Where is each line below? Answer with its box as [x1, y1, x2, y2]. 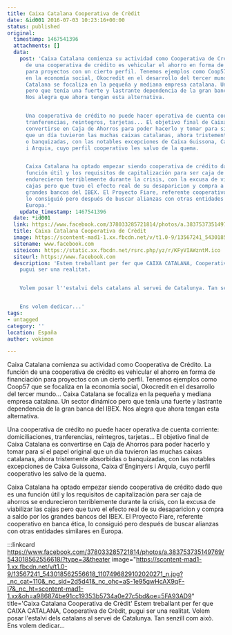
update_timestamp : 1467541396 [19, 208, 107, 215]
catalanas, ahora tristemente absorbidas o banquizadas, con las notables [7, 455, 215, 463]
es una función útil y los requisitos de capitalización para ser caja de [7, 490, 202, 499]
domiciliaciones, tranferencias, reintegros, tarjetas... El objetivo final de [7, 433, 209, 441]
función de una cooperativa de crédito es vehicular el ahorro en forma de [7, 368, 215, 376]
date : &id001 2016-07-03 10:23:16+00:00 [7, 17, 126, 24]
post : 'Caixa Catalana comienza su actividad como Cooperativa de [19, 55, 215, 62]
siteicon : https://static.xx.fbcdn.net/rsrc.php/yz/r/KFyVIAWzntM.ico [13, 247, 221, 253]
